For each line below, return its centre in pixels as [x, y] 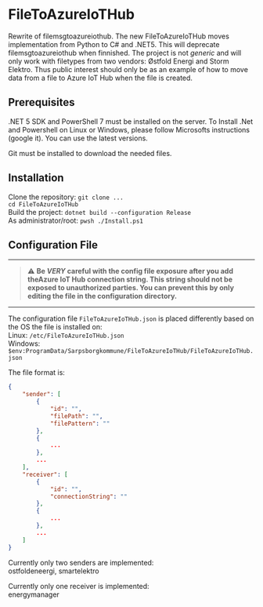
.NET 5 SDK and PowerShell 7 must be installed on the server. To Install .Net [131, 121]
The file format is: [36, 373]
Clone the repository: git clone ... [66, 197]
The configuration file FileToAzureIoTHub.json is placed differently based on [131, 318]
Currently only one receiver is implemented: [79, 586]
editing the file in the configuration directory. [102, 296]
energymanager [34, 594]
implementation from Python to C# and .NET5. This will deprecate [114, 44]
